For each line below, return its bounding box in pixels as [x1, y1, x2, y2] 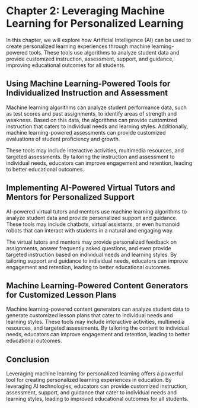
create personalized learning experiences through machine [6, 43, 151, 50]
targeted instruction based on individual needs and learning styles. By [6, 251, 177, 258]
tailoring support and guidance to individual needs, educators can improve [6, 257, 189, 264]
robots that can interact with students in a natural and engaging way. [6, 227, 174, 234]
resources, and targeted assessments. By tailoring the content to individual [6, 324, 189, 332]
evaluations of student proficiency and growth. [6, 135, 120, 142]
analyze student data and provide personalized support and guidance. [6, 214, 178, 221]
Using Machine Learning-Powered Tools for [6, 79, 171, 89]
